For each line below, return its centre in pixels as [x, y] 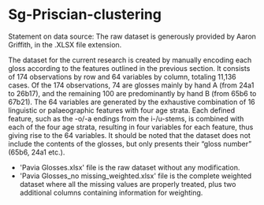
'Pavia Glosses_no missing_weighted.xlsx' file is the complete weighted [136, 176]
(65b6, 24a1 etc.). [37, 152]
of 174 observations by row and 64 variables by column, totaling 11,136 [122, 76]
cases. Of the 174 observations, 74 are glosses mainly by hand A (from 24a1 [131, 85]
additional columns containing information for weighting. [111, 192]
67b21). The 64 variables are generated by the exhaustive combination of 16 [132, 102]
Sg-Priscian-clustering [85, 15]
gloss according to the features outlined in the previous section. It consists [129, 68]
